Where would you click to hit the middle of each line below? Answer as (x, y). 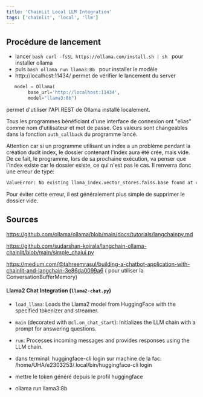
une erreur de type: (31, 171)
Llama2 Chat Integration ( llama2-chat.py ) (59, 291)
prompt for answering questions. (56, 328)
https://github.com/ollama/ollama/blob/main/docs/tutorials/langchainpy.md (100, 234)
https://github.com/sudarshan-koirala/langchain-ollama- (76, 246)
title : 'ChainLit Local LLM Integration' (59, 12)
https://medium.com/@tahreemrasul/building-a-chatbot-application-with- (98, 264)
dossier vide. (22, 201)
